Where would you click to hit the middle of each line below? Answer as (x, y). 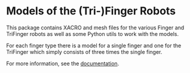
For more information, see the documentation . (63, 63)
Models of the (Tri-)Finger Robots (91, 11)
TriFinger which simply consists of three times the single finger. (84, 51)
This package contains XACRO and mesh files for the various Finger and (95, 28)
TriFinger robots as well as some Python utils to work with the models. (93, 34)
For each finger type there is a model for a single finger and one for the (94, 45)
